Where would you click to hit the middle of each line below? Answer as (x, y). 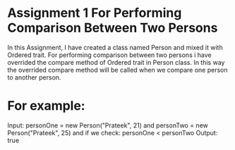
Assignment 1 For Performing (95, 13)
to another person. (34, 77)
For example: (47, 106)
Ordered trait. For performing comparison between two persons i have (109, 55)
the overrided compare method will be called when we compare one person (117, 70)
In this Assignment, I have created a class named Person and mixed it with (115, 47)
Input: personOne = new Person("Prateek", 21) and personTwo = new (108, 125)
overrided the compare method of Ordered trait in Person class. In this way (116, 62)
